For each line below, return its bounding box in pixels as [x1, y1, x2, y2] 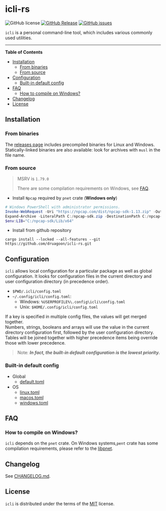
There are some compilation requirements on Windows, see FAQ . [17, 185, 150, 191]
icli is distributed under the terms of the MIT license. [5, 501, 115, 507]
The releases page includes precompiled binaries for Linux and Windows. [5, 142, 155, 147]
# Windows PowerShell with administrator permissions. [5, 205, 121, 210]
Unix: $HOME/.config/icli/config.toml [19, 304, 98, 310]
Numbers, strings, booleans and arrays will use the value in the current [5, 324, 150, 330]
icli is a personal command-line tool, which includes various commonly [5, 29, 153, 35]
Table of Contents [5, 49, 43, 55]
